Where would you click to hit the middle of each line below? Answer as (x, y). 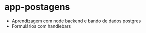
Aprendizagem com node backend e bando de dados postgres (76, 21)
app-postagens (37, 7)
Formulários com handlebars (41, 26)
